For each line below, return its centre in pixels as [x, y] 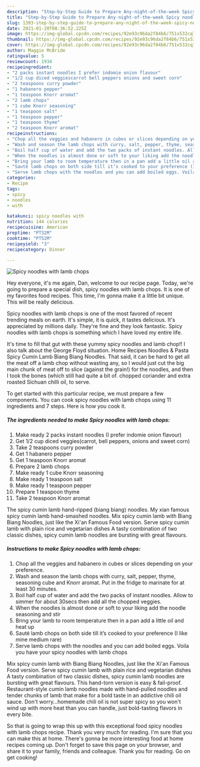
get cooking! [22, 757]
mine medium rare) [38, 640]
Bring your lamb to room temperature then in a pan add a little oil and [99, 621]
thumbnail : [20, 39]
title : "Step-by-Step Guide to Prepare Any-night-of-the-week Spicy [93, 17]
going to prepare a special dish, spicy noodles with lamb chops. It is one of [98, 289]
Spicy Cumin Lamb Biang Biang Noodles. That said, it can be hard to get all [98, 357]
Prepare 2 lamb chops [42, 467]
